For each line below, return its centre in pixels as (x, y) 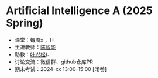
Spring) (25, 23)
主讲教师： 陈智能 (35, 47)
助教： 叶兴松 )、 (33, 54)
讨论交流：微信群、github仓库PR (54, 62)
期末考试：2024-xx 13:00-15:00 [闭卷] (61, 69)
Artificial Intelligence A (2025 (80, 11)
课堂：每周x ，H (34, 40)
